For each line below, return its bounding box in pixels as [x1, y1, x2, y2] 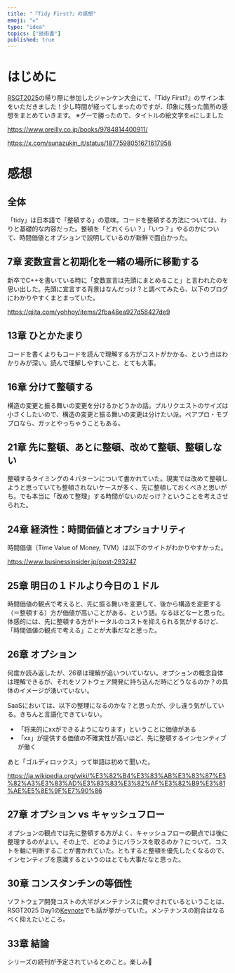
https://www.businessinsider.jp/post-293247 [7, 557, 137, 566]
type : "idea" [7, 23, 46, 30]
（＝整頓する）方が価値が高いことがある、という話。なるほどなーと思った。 [7, 608, 229, 616]
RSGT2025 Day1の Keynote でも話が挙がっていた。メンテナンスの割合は [7, 906, 213, 915]
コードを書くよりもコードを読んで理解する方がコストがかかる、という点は [7, 350, 222, 358]
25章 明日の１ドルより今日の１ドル [7, 580, 159, 592]
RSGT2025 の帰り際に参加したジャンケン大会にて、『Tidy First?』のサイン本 [7, 94, 225, 102]
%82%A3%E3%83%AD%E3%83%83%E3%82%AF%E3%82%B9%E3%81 [7, 779, 226, 787]
